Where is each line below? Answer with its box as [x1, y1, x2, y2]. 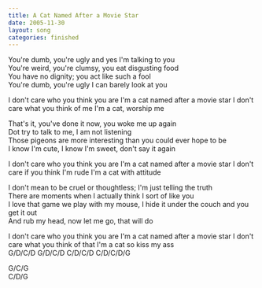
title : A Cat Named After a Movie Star [8, 11, 139, 20]
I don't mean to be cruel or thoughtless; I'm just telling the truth [8, 183, 213, 193]
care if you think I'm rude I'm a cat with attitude [8, 168, 161, 177]
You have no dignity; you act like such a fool [8, 72, 151, 81]
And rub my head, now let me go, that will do [8, 216, 153, 226]
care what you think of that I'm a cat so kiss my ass [8, 240, 175, 249]
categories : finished [8, 33, 79, 42]
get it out [8, 208, 38, 217]
